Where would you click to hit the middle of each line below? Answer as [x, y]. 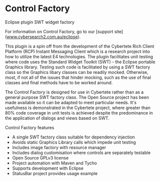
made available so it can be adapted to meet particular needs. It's [71, 102]
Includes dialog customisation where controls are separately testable [81, 153]
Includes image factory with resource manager [59, 147]
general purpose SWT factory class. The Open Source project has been [77, 97]
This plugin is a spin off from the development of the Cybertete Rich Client [80, 46]
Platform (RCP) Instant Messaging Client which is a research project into [78, 51]
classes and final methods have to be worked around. [59, 82]
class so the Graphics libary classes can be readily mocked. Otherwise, [77, 72]
